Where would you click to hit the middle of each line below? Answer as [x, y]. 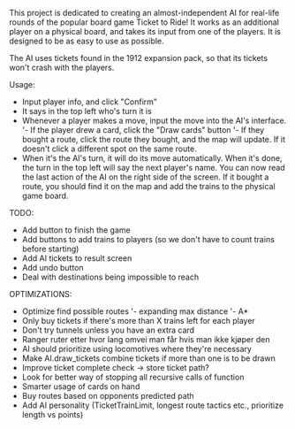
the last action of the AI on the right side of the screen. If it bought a [145, 177]
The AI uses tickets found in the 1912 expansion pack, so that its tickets [138, 58]
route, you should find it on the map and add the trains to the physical [148, 186]
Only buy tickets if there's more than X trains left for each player [139, 321]
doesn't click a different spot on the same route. [109, 149]
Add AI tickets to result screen [77, 258]
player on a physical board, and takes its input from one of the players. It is [145, 31]
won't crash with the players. [62, 67]
